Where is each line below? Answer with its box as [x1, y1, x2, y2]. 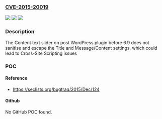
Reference [5, 75, 28, 81]
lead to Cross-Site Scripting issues [5, 50, 77, 56]
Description [5, 28, 35, 35]
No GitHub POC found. [5, 109, 52, 115]
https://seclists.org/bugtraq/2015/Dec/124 [12, 86, 100, 92]
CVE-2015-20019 [5, 4, 49, 11]
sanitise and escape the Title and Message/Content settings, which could [5, 45, 157, 51]
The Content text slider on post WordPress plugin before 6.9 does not [5, 39, 149, 46]
